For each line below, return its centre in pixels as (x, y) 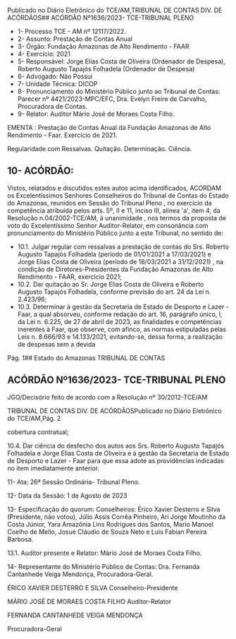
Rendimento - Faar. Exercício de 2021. (62, 135)
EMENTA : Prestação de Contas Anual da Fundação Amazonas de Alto (109, 127)
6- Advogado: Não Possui (55, 76)
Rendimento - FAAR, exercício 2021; (69, 276)
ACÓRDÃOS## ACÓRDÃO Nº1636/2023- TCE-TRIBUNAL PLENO (101, 18)
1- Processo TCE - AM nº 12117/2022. (72, 31)
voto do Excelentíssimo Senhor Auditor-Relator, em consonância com (108, 225)
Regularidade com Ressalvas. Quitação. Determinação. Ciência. (100, 149)
